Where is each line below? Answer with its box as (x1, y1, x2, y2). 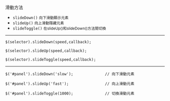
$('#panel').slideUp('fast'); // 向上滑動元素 (5, 81, 135, 86)
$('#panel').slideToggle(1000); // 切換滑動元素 (5, 91, 135, 96)
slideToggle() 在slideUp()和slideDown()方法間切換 (12, 26, 106, 31)
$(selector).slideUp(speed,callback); (5, 48, 87, 53)
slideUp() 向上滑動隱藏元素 (12, 21, 64, 26)
